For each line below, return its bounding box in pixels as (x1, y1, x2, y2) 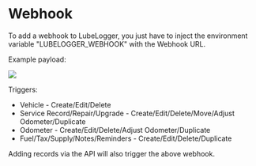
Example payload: (8, 55, 66, 64)
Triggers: (8, 85, 38, 94)
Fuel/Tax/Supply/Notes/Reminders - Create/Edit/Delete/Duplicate (19, 134, 232, 143)
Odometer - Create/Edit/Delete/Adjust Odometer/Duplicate (19, 125, 211, 134)
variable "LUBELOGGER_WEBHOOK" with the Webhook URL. (8, 39, 206, 48)
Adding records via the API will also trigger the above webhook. (8, 149, 216, 158)
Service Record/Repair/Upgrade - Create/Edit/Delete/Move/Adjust (19, 108, 235, 118)
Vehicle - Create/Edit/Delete (19, 100, 111, 109)
